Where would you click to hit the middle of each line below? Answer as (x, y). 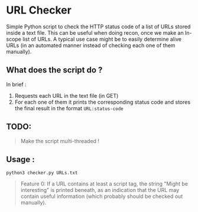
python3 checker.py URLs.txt (42, 173)
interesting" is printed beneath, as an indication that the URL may (100, 190)
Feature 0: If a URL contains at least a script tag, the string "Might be (104, 184)
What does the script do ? (54, 70)
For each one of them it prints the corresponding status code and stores (103, 102)
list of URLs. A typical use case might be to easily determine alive (102, 39)
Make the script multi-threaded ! (60, 141)
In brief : (16, 84)
